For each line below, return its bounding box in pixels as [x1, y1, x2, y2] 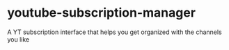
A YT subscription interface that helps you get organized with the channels [7, 28, 223, 36]
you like [7, 35, 30, 43]
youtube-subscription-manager [7, 5, 196, 21]
